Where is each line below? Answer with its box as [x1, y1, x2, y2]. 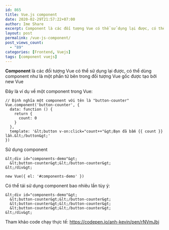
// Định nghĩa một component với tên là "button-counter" [5, 98, 129, 103]
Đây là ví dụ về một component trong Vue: [5, 89, 93, 95]
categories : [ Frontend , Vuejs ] [5, 49, 71, 54]
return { [14, 111, 33, 116]
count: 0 [18, 116, 37, 121]
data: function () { [10, 107, 53, 112]
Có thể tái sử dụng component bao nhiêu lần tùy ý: [5, 183, 111, 189]
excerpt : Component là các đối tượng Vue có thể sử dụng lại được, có [5, 26, 156, 31]
